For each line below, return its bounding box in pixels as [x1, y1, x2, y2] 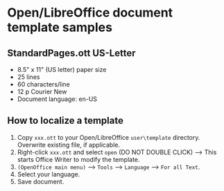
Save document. [17, 177, 64, 185]
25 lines [17, 73, 40, 81]
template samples [7, 19, 113, 35]
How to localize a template [7, 115, 123, 127]
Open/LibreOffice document [7, 5, 173, 21]
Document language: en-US [17, 95, 98, 103]
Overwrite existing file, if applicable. [17, 140, 121, 149]
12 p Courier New [17, 88, 67, 95]
